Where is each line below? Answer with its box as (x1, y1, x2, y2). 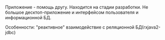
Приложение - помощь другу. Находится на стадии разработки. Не (5, 4, 149, 10)
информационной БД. (5, 15, 52, 20)
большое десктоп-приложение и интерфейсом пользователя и (5, 9, 139, 15)
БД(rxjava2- (135, 24, 161, 30)
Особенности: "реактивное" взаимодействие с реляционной (5, 24, 135, 30)
